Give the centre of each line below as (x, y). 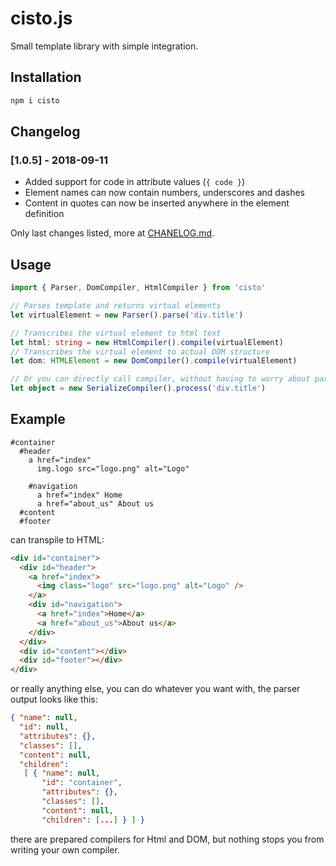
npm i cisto (35, 100)
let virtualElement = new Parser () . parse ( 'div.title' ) (127, 315)
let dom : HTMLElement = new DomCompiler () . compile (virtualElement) (154, 361)
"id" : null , (44, 727)
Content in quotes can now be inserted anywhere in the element (157, 203)
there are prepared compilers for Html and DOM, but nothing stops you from (167, 839)
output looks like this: (54, 699)
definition (44, 214)
